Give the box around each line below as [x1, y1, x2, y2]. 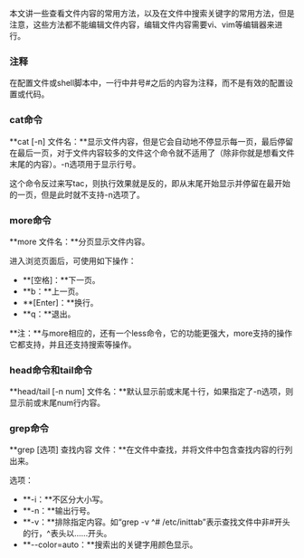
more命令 [9, 213, 52, 226]
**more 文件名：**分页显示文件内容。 [9, 236, 150, 247]
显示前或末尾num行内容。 [9, 397, 106, 409]
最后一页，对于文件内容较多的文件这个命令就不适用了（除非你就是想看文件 [16, 147, 295, 158]
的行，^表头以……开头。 [22, 528, 112, 539]
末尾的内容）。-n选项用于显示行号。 [9, 158, 141, 169]
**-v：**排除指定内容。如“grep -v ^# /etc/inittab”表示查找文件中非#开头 [22, 516, 291, 527]
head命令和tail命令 [9, 364, 93, 376]
